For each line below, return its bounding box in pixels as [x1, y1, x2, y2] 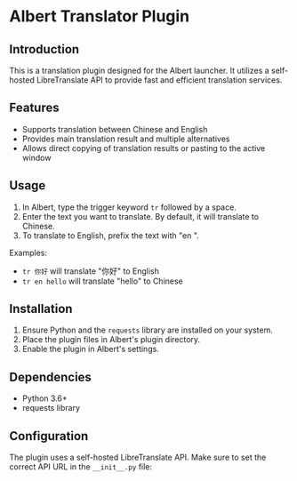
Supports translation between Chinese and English [21, 124, 208, 134]
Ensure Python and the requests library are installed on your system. [21, 325, 274, 335]
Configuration [9, 429, 89, 444]
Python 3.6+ [21, 393, 68, 404]
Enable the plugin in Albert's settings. [21, 344, 160, 355]
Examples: [9, 247, 47, 258]
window [21, 152, 52, 163]
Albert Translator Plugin [9, 6, 190, 27]
